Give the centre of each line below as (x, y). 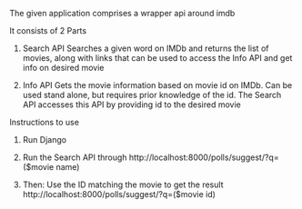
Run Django (44, 139)
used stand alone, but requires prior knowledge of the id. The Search (152, 95)
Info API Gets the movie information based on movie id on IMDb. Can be (157, 85)
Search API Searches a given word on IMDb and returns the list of (146, 48)
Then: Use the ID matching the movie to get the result (123, 184)
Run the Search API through (75, 157)
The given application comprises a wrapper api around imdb (122, 13)
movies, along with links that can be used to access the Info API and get (157, 58)
